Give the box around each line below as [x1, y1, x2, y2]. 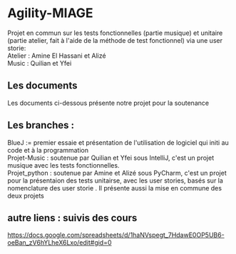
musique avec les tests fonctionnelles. [7, 161, 120, 169]
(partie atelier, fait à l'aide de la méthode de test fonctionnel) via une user [7, 36, 223, 44]
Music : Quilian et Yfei [7, 59, 72, 67]
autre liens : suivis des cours [7, 212, 138, 224]
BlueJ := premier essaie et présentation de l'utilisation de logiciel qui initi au [7, 138, 230, 147]
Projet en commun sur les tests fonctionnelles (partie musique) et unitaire [7, 29, 223, 37]
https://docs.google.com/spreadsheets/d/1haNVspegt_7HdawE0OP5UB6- [7, 230, 225, 240]
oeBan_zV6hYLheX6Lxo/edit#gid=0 [7, 238, 112, 247]
